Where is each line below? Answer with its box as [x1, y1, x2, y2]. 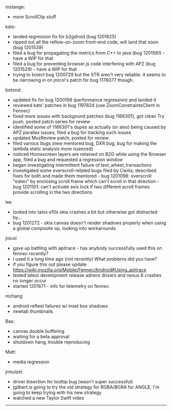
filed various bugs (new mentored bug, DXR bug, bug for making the [12, 140, 157, 146]
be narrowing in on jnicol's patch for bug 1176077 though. [12, 77, 134, 83]
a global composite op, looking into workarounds [12, 225, 116, 231]
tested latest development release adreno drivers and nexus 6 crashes [12, 272, 162, 278]
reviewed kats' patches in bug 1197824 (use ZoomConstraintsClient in [12, 102, 160, 108]
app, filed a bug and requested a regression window [12, 156, 123, 163]
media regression [12, 359, 50, 364]
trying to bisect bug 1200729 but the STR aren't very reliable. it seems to [12, 72, 166, 78]
